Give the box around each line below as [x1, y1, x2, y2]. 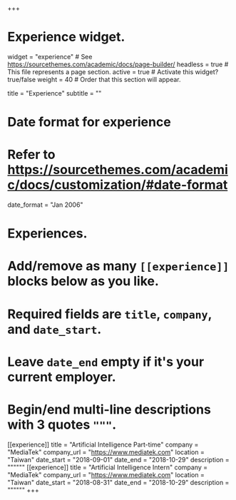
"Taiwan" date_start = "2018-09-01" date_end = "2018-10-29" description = [7, 455, 230, 464]
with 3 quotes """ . [7, 417, 117, 432]
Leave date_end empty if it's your [7, 354, 205, 369]
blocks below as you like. [7, 273, 159, 290]
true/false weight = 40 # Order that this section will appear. [7, 75, 181, 83]
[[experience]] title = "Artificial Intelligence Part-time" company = [7, 440, 199, 449]
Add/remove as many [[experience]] [7, 258, 230, 275]
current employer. [7, 369, 116, 385]
